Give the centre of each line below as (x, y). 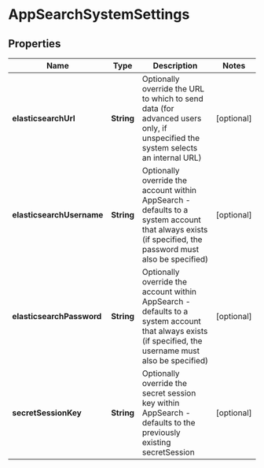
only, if (154, 128)
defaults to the (169, 423)
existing (156, 442)
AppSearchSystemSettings (99, 15)
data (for (158, 108)
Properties (35, 44)
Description (175, 66)
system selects (170, 148)
